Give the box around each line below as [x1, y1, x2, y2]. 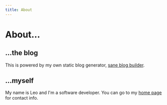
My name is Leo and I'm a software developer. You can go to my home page [5, 89, 162, 95]
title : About [5, 7, 32, 12]
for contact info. [5, 95, 38, 101]
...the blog [5, 48, 38, 57]
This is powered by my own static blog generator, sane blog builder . [5, 62, 145, 68]
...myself [5, 76, 34, 85]
